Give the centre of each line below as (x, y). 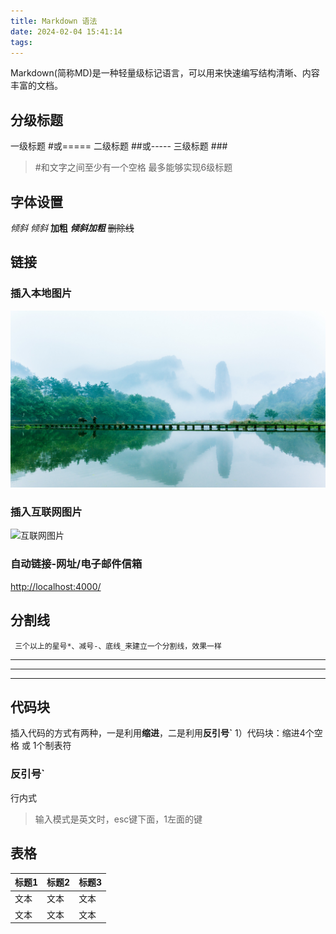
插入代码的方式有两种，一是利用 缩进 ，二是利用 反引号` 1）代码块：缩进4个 (162, 733)
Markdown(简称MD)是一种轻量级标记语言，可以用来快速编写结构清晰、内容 (165, 73)
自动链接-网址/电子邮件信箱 (76, 564)
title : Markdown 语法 (54, 21)
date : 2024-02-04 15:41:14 (66, 31)
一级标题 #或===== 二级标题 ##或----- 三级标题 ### (119, 146)
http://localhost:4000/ (56, 586)
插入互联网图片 (46, 512)
